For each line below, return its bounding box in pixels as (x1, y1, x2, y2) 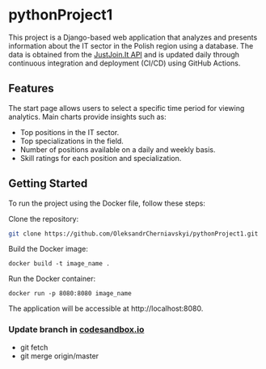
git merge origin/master (19, 350, 99, 361)
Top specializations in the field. (19, 136, 124, 146)
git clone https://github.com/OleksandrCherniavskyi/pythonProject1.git (8, 229, 259, 238)
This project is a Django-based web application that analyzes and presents (8, 32, 258, 42)
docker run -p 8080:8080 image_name (8, 290, 132, 298)
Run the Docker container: (8, 274, 95, 284)
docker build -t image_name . (8, 260, 111, 268)
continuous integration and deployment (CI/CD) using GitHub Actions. (8, 58, 241, 68)
